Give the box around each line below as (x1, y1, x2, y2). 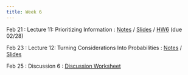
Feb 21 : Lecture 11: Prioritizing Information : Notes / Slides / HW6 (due (6, 26, 183, 33)
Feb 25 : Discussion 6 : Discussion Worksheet (6, 62, 121, 70)
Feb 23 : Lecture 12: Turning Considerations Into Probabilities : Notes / (6, 44, 183, 51)
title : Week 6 (6, 9, 43, 15)
